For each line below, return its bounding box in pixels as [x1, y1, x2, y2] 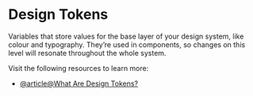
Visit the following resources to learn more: [8, 63, 149, 72]
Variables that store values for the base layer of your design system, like [8, 31, 244, 41]
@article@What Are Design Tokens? [19, 79, 139, 88]
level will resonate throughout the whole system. [8, 48, 167, 57]
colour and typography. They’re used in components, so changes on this [8, 39, 246, 49]
